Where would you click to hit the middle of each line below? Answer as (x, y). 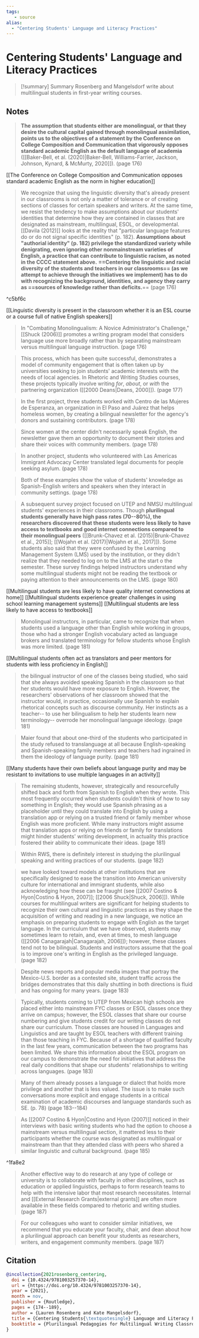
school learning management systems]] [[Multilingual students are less (93, 603)
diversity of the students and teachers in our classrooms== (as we (104, 268)
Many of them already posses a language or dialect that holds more (103, 1083)
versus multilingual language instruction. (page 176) (84, 347)
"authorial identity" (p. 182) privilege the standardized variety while (106, 243)
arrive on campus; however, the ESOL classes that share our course (103, 1015)
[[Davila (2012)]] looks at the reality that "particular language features (105, 231)
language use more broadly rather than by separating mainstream (101, 341)
